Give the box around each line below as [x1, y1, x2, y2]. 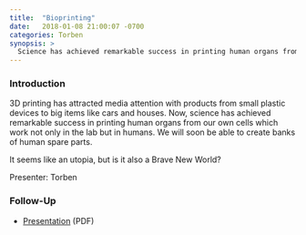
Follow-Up [9, 195, 56, 208]
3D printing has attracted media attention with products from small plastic [9, 97, 286, 109]
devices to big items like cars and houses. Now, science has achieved [9, 107, 271, 118]
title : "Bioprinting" [9, 13, 96, 23]
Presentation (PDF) [22, 215, 95, 226]
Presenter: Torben [9, 172, 77, 183]
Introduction [9, 77, 66, 90]
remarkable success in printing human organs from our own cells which [9, 117, 279, 128]
